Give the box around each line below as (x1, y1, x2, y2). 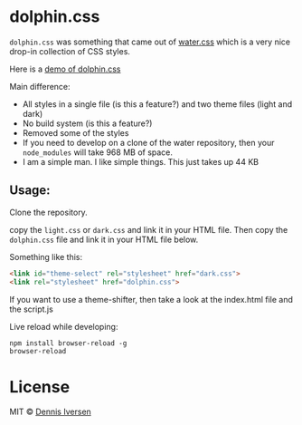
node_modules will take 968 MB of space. (22, 147, 174, 158)
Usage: (9, 183, 52, 198)
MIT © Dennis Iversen (9, 406, 92, 418)
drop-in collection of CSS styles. (9, 45, 131, 56)
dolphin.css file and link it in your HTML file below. (9, 234, 199, 245)
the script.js (9, 304, 54, 314)
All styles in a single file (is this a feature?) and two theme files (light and (22, 98, 292, 110)
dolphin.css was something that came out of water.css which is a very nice (9, 36, 291, 47)
